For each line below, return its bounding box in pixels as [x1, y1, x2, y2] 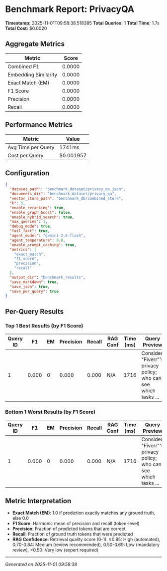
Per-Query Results [5, 307, 64, 315]
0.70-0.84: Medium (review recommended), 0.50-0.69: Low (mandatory [12, 542, 160, 548]
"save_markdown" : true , [9, 280, 59, 285]
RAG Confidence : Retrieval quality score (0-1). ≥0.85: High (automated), [12, 537, 161, 543]
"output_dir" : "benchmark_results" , [9, 275, 85, 280]
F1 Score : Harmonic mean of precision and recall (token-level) [12, 521, 140, 527]
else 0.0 [12, 515, 29, 521]
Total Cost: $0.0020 [5, 25, 47, 31]
